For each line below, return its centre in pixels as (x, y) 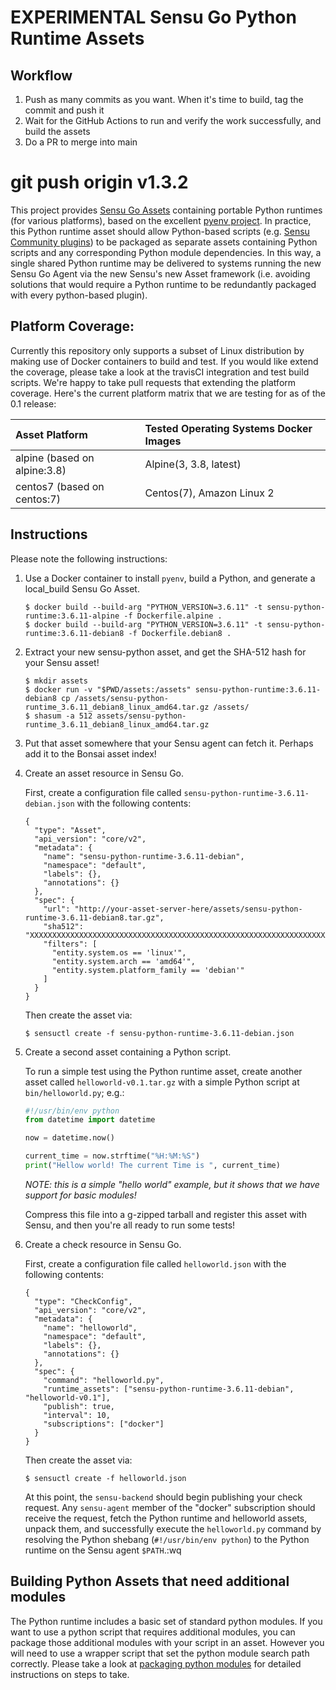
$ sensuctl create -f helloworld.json (105, 1478)
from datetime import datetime (90, 1120)
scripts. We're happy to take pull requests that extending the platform (153, 382)
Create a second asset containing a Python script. (128, 1052)
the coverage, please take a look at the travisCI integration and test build (160, 372)
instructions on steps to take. (70, 1674)
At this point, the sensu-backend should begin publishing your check (163, 1497)
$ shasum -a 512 (58, 716)
